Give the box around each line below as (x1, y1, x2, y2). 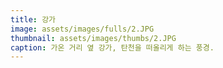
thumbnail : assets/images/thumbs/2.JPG (10, 33, 177, 43)
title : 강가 (10, 14, 57, 25)
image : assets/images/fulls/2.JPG (10, 24, 155, 34)
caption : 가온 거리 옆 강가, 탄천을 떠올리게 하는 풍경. (10, 42, 215, 53)
